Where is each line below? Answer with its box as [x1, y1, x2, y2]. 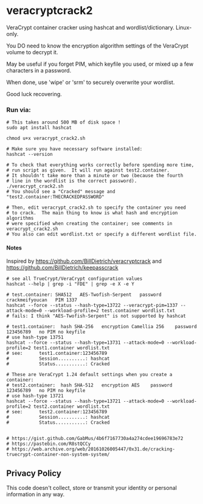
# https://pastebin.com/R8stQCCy [6, 441, 91, 447]
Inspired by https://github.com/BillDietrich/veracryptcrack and [6, 257, 162, 265]
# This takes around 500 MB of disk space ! [6, 119, 121, 125]
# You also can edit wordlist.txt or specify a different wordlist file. [6, 231, 198, 237]
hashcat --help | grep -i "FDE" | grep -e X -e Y [6, 281, 135, 287]
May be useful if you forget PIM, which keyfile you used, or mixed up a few [6, 60, 194, 68]
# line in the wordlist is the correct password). [6, 178, 137, 184]
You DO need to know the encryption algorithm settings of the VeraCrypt [6, 42, 188, 49]
